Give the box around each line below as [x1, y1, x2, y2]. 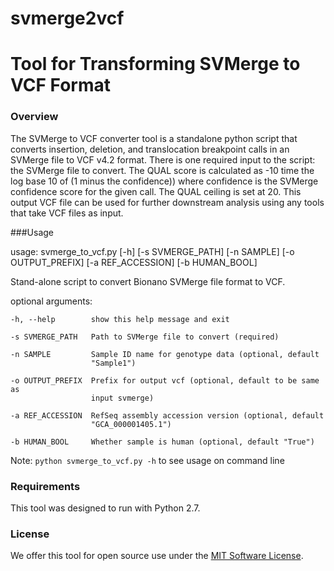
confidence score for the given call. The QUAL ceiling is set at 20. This [10, 185, 302, 197]
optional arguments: [10, 295, 93, 307]
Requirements [10, 479, 81, 493]
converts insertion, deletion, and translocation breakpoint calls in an [10, 143, 290, 155]
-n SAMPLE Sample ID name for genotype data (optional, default [10, 349, 320, 359]
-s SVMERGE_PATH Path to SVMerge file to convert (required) [10, 332, 280, 342]
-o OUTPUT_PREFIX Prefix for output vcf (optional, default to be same [10, 375, 320, 386]
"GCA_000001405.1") [90, 419, 172, 429]
